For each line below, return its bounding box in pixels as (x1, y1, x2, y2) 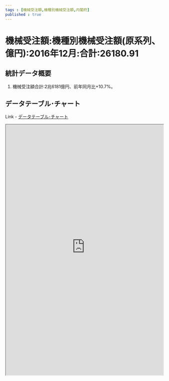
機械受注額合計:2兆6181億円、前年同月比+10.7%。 (12, 83, 116, 89)
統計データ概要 (5, 69, 51, 78)
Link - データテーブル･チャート (5, 114, 68, 120)
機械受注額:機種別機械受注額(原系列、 (5, 35, 160, 47)
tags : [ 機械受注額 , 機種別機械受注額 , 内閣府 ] (5, 7, 90, 13)
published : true (5, 12, 41, 17)
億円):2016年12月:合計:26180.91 (5, 48, 139, 59)
